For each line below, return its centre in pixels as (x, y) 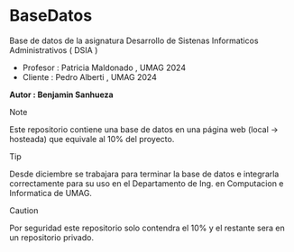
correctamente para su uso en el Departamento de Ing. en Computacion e (147, 183)
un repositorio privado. (52, 237)
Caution (24, 210)
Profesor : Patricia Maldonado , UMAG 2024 (104, 67)
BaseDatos (51, 16)
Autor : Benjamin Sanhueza (62, 94)
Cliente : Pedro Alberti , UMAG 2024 (90, 76)
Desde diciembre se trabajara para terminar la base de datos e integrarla (144, 174)
